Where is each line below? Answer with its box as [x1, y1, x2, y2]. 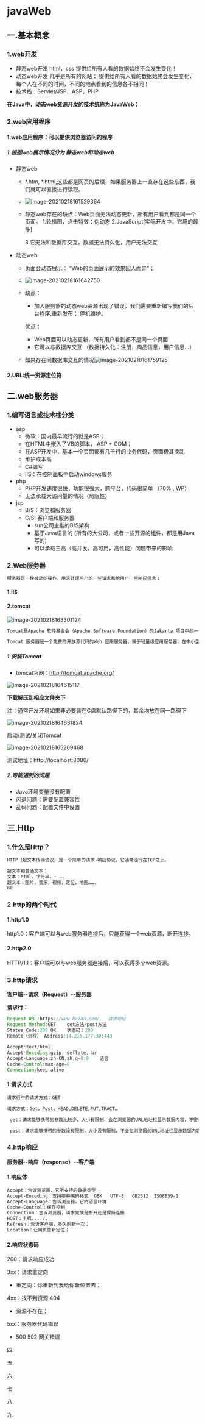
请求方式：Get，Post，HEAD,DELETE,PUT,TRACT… [7, 1105, 118, 1112]
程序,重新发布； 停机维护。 [39, 310, 107, 318]
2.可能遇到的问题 [7, 771, 50, 778]
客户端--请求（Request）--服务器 [7, 991, 92, 998]
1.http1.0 [7, 916, 29, 923]
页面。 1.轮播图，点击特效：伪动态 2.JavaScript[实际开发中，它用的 [24, 218, 193, 226]
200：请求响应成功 [7, 1256, 55, 1263]
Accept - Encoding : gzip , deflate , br [7, 1050, 97, 1056]
